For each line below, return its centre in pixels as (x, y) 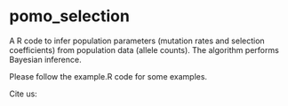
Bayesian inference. (45, 59)
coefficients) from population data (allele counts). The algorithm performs (144, 49)
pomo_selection (70, 16)
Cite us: (23, 94)
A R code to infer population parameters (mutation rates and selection (137, 41)
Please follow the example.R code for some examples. (108, 76)
